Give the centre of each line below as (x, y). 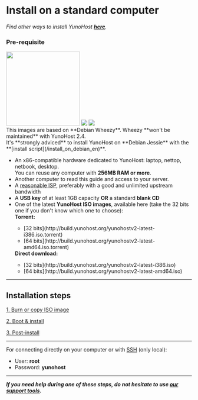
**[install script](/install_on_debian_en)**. (56, 149)
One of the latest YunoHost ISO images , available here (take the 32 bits (102, 204)
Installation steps (39, 296)
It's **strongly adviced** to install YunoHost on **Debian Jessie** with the (98, 143)
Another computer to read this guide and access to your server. (92, 179)
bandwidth (28, 192)
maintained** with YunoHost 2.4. (46, 136)
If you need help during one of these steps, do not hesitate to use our (92, 385)
